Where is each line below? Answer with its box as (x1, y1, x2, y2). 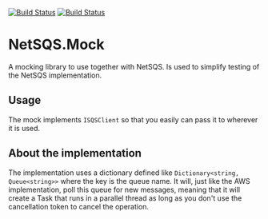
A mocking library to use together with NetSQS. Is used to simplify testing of (8, 62, 260, 71)
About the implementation (8, 146, 142, 160)
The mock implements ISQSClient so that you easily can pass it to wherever (8, 114, 258, 124)
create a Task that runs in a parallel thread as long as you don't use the (8, 193, 242, 203)
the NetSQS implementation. (8, 70, 102, 80)
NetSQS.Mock (8, 36, 106, 54)
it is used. (8, 123, 41, 133)
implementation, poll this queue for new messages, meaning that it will (8, 185, 241, 194)
